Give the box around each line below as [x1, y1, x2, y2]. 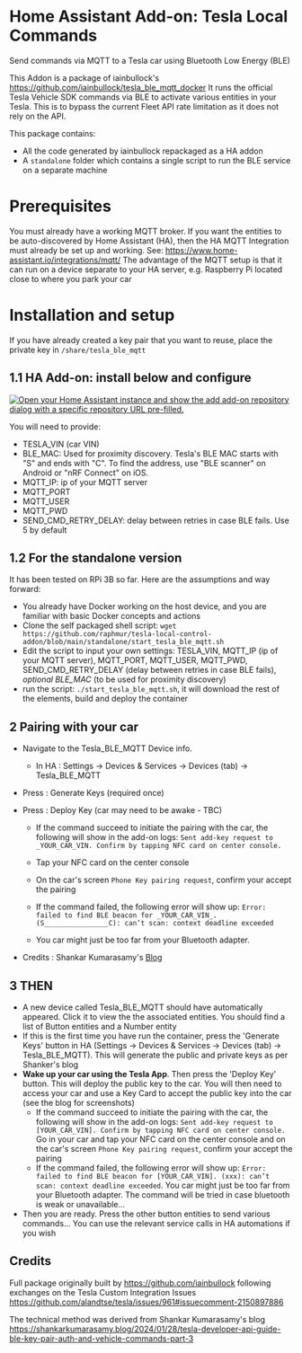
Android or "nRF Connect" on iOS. [22, 467, 149, 478]
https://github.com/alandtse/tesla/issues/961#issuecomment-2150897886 [9, 1296, 284, 1307]
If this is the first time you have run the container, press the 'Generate [22, 1030, 280, 1041]
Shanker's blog [22, 1059, 79, 1070]
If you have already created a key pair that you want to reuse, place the [9, 334, 273, 345]
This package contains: [9, 128, 96, 138]
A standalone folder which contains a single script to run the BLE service [22, 155, 291, 165]
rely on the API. [9, 111, 67, 121]
